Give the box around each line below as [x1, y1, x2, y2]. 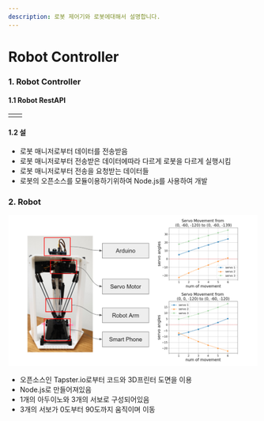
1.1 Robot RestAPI [8, 96, 66, 105]
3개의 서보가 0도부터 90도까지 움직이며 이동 [19, 404, 156, 415]
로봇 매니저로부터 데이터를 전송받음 [19, 146, 128, 156]
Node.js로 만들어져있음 [19, 385, 92, 395]
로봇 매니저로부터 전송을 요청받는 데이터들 [19, 166, 149, 176]
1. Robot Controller [8, 76, 81, 87]
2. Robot [8, 196, 42, 207]
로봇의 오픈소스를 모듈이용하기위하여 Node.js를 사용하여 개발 [19, 176, 208, 186]
